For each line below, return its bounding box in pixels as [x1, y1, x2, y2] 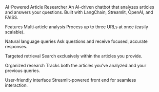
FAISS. [5, 15, 19, 20]
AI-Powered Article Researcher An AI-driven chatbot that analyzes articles [5, 4, 155, 10]
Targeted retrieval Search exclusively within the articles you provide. [5, 53, 142, 59]
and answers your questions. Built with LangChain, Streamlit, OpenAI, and [5, 9, 154, 15]
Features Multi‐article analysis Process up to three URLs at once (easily [5, 24, 149, 30]
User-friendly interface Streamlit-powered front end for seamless [5, 77, 137, 83]
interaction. [5, 82, 28, 88]
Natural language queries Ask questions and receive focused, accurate [5, 38, 148, 44]
